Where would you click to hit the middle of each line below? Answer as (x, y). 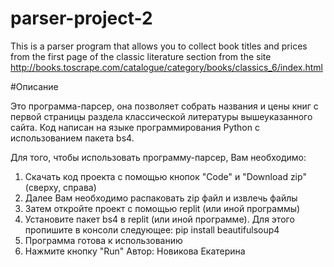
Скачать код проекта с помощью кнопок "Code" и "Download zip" (165, 176)
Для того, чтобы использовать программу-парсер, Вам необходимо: (158, 157)
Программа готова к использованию (103, 240)
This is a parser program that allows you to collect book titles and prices (159, 46)
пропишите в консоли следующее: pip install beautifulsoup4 (152, 229)
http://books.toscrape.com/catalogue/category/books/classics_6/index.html (167, 67)
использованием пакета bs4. (72, 138)
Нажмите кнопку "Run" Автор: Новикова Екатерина (135, 251)
